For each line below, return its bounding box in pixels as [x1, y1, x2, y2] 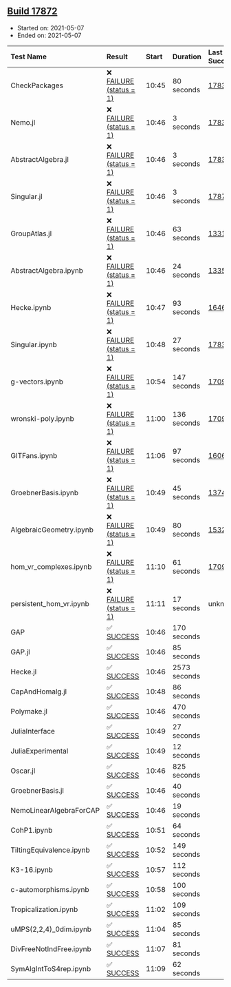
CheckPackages [10, 81, 64, 90]
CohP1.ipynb [10, 825, 53, 835]
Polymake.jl [10, 706, 48, 716]
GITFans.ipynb [10, 450, 58, 460]
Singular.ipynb [10, 340, 57, 349]
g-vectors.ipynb [10, 377, 64, 386]
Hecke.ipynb [10, 302, 52, 312]
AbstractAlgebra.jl [10, 154, 69, 164]
